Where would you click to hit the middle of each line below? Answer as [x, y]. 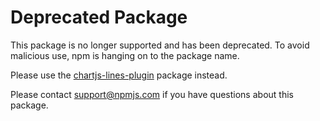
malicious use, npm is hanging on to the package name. [125, 55]
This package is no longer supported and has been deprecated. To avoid [160, 45]
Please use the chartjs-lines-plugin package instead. [119, 75]
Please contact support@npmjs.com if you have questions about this [152, 94]
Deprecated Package [99, 17]
